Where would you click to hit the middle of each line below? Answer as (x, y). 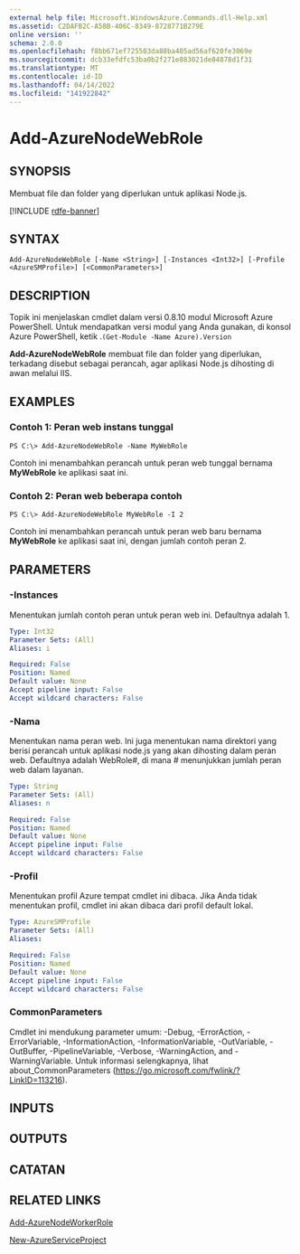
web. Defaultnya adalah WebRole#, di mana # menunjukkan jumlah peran (145, 760)
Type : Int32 (32, 631)
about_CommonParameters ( (63, 1070)
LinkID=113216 (36, 1080)
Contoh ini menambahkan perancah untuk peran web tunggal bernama (141, 463)
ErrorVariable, (35, 1042)
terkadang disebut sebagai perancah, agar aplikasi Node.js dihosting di (142, 363)
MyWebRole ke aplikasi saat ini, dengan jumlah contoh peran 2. (128, 541)
